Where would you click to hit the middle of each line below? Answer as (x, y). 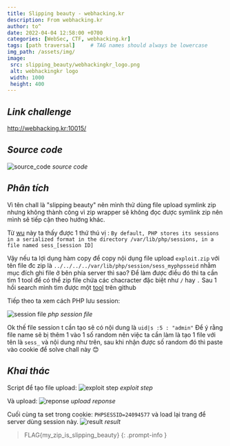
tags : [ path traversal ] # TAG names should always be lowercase (107, 45)
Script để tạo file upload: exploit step (80, 387)
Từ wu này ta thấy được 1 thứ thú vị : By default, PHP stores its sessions (113, 233)
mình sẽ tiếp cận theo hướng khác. (56, 219)
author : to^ (24, 26)
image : (17, 59)
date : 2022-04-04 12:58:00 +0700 (55, 33)
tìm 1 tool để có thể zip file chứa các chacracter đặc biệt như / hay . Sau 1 (112, 280)
